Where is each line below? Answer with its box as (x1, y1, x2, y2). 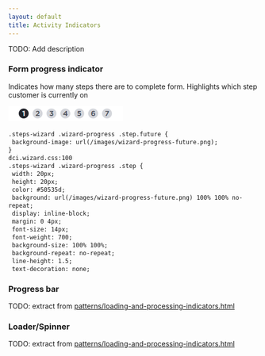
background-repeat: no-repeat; (11, 249, 115, 257)
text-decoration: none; (11, 265, 90, 273)
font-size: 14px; (11, 225, 69, 233)
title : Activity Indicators (8, 21, 102, 29)
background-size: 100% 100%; (11, 241, 109, 249)
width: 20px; (11, 170, 56, 178)
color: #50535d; (11, 186, 66, 193)
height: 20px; (11, 178, 59, 186)
